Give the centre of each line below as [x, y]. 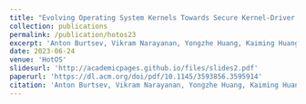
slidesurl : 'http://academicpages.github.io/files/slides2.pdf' [134, 69]
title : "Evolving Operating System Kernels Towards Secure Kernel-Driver [153, 18]
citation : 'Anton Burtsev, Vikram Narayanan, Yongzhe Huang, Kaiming [144, 85]
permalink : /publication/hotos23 [73, 34]
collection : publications [58, 26]
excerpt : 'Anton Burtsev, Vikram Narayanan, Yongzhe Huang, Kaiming [142, 43]
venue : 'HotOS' [38, 60]
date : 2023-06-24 [42, 52]
